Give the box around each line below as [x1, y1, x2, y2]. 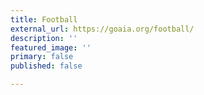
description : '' [10, 33, 78, 43]
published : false [10, 61, 83, 71]
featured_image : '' [10, 42, 92, 53]
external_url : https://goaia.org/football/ [10, 24, 195, 34]
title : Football [10, 14, 78, 25]
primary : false [10, 52, 74, 62]
